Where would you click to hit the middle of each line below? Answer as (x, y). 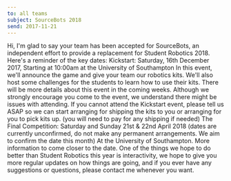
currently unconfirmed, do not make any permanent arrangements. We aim (114, 134)
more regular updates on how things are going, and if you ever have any (110, 163)
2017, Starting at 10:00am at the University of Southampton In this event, (110, 68)
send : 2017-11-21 (32, 26)
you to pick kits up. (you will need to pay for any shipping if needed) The (110, 119)
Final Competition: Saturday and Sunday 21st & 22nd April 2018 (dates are (112, 126)
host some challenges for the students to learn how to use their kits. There (113, 83)
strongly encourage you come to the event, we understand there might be (112, 97)
